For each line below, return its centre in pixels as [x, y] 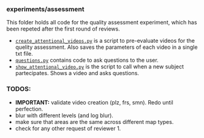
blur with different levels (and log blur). [64, 115]
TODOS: [19, 89]
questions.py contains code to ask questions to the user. [87, 60]
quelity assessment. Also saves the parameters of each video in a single [106, 47]
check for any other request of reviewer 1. [68, 128]
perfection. [29, 109]
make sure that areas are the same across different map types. [94, 122]
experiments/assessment [45, 9]
